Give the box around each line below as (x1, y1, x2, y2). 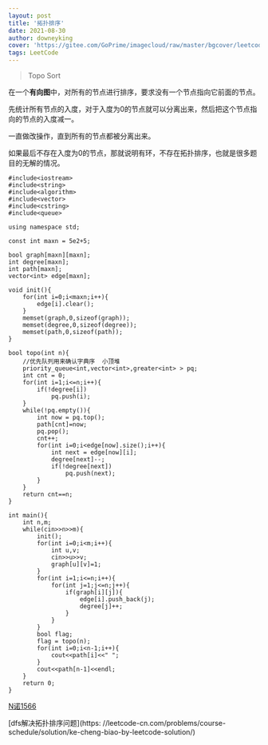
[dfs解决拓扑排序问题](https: (8, 719, 101, 727)
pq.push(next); (65, 469, 116, 477)
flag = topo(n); (37, 637, 91, 645)
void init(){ (8, 286, 52, 294)
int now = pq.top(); (37, 413, 105, 421)
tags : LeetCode (8, 49, 59, 57)
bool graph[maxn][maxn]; (8, 251, 91, 259)
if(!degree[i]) (37, 385, 88, 393)
